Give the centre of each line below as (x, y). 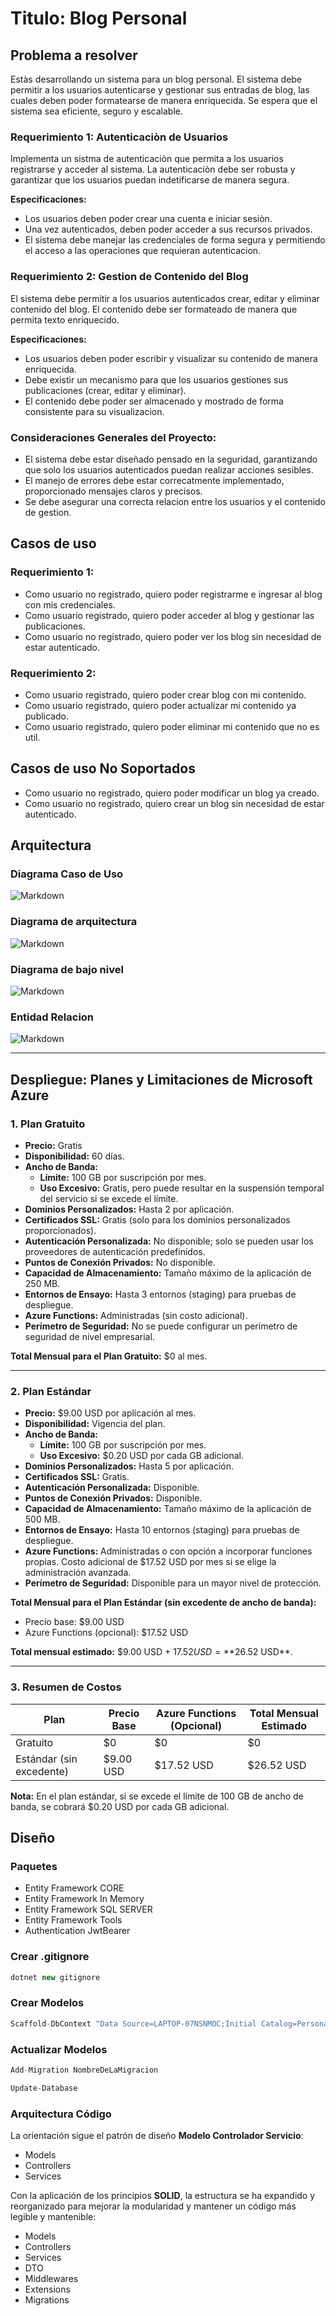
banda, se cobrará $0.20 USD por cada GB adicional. (120, 1806)
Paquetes (34, 1866)
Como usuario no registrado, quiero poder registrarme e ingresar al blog (173, 594)
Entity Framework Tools (73, 1920)
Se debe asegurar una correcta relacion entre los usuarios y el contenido (175, 501)
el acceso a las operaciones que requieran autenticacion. (143, 251)
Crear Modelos (47, 2003)
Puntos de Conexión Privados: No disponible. (120, 1262)
